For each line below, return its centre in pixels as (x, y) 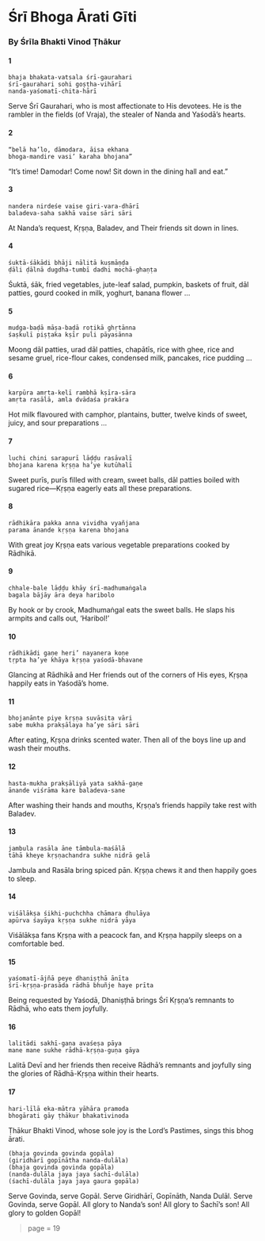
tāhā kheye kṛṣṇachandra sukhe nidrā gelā (79, 855)
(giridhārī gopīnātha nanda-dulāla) (68, 1160)
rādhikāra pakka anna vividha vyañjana (74, 523)
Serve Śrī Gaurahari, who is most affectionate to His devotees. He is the (125, 106)
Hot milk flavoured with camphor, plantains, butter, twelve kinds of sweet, (128, 415)
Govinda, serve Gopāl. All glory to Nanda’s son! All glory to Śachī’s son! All (129, 1204)
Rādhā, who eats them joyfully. (58, 1009)
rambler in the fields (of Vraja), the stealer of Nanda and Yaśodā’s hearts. (127, 114)
